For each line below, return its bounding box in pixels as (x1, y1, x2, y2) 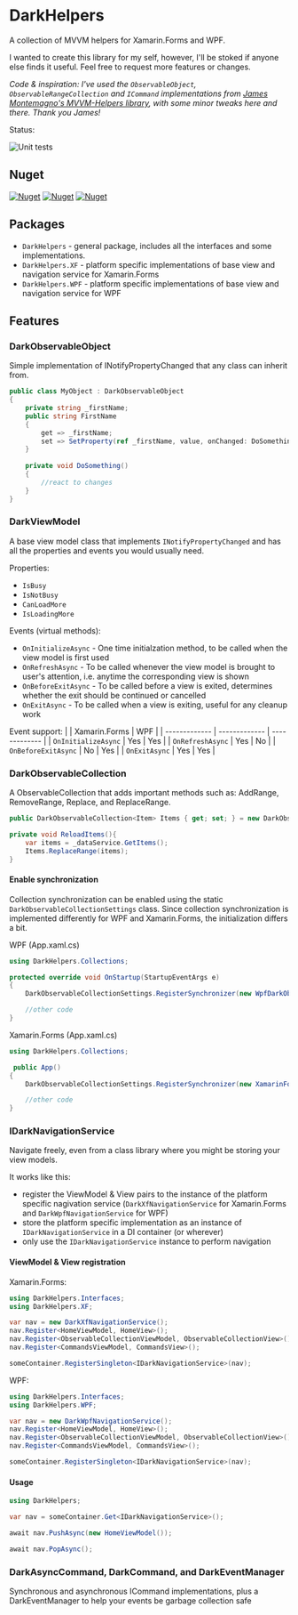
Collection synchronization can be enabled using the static (9, 893, 223, 904)
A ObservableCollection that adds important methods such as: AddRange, (9, 787, 279, 798)
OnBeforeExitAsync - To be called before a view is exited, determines (21, 680, 273, 690)
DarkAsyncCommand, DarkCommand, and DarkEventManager (9, 1565, 286, 1578)
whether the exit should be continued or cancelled (21, 690, 207, 700)
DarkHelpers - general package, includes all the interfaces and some (21, 240, 272, 251)
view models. (9, 1154, 58, 1166)
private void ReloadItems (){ (9, 829, 117, 839)
